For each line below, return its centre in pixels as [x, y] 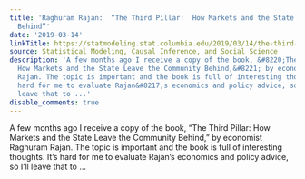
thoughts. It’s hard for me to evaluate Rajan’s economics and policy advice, [149, 157]
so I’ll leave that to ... [48, 167]
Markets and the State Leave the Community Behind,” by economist [136, 138]
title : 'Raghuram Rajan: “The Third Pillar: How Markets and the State [152, 18]
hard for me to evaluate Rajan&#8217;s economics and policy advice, [152, 85]
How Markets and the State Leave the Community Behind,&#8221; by [146, 69]
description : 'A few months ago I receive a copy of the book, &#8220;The [154, 60]
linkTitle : [30, 43]
